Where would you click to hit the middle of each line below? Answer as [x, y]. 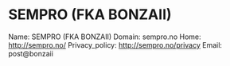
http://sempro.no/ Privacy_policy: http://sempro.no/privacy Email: [115, 45]
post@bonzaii [31, 53]
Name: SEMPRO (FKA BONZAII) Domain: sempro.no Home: [105, 37]
